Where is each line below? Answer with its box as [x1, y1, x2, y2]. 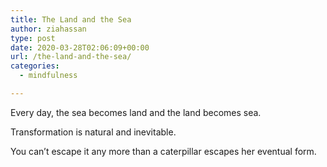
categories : [10, 61, 60, 71]
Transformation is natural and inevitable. [10, 126, 177, 138]
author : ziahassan [10, 24, 87, 34]
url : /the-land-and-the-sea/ [10, 52, 132, 62]
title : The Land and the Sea [10, 14, 132, 25]
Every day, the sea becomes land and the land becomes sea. [10, 106, 262, 118]
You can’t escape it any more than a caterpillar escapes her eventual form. [10, 145, 317, 157]
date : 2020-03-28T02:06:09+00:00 [10, 42, 150, 53]
